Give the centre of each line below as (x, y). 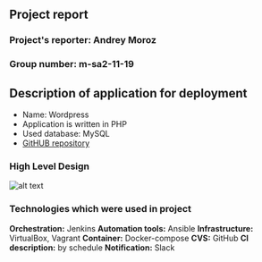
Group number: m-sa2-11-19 (72, 64)
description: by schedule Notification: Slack (92, 247)
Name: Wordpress (55, 114)
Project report (49, 15)
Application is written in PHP (75, 124)
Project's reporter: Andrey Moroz (83, 40)
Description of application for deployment (128, 93)
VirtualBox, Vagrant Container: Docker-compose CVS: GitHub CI (129, 238)
